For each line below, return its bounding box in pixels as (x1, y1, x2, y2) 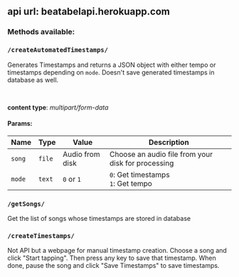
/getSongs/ (7, 200, 45, 208)
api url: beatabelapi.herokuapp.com (7, 6, 171, 18)
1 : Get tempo (109, 178, 153, 188)
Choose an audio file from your (109, 149, 213, 159)
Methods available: (7, 27, 75, 37)
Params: (7, 119, 33, 128)
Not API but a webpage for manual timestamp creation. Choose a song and (7, 246, 228, 255)
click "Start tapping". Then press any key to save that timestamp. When (7, 254, 216, 262)
